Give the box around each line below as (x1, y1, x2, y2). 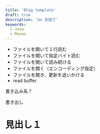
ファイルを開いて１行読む (12, 46, 67, 52)
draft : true (5, 12, 31, 17)
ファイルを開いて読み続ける (12, 59, 72, 65)
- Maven (10, 31, 27, 36)
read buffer (12, 78, 37, 84)
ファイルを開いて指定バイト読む (12, 52, 81, 59)
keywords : (5, 22, 27, 27)
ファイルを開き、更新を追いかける (12, 72, 85, 78)
